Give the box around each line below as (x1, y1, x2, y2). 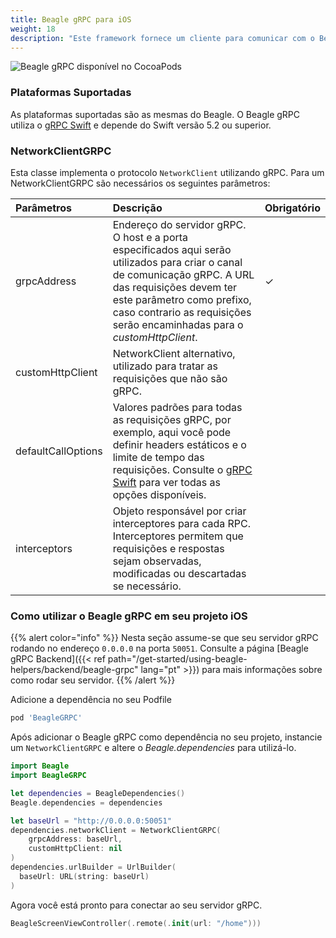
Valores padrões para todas (112, 400, 243, 414)
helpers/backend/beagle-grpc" (10, 664, 139, 676)
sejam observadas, (112, 554, 202, 568)
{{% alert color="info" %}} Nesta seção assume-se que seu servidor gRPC (10, 632, 319, 644)
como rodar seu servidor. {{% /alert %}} (10, 674, 176, 686)
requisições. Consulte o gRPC (112, 462, 253, 476)
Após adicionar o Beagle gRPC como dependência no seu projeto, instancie (10, 731, 323, 743)
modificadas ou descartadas (112, 566, 247, 580)
